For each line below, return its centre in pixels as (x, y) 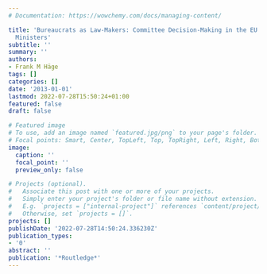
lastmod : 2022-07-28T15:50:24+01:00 (69, 96)
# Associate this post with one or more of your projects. (112, 191)
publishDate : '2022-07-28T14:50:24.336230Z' (83, 228)
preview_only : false (49, 170)
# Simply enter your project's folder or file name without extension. (133, 199)
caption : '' (35, 155)
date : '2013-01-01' (41, 89)
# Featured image (37, 125)
